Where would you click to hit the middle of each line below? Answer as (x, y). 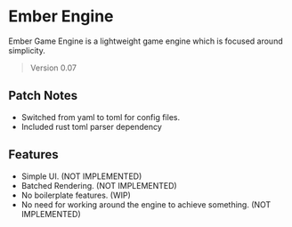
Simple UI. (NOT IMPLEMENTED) (81, 176)
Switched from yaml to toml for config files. (100, 117)
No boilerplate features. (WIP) (76, 195)
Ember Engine (61, 16)
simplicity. (27, 50)
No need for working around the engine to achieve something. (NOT (146, 204)
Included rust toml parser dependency (91, 126)
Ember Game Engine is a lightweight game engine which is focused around (146, 41)
